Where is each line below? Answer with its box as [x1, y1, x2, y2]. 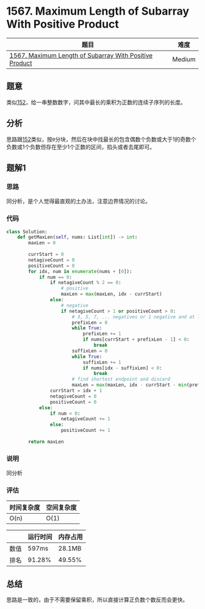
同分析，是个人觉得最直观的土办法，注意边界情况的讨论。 [6, 197, 151, 205]
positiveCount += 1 [60, 428, 111, 434]
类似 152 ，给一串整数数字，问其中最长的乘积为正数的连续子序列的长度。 [6, 98, 186, 106]
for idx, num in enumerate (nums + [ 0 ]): [28, 268, 132, 274]
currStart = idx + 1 [49, 388, 103, 394]
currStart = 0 [28, 252, 64, 258]
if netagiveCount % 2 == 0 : [49, 280, 121, 286]
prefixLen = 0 [71, 319, 108, 326]
